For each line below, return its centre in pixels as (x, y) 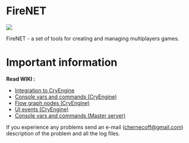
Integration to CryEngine (45, 90)
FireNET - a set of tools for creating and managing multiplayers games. (93, 38)
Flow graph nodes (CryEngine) (52, 103)
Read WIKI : (21, 79)
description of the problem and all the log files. (63, 133)
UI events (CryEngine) (42, 109)
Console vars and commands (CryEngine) (66, 97)
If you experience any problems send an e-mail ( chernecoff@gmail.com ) (95, 127)
